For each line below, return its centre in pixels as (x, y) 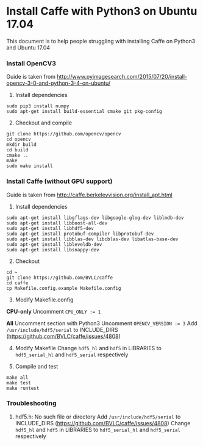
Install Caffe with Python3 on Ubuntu (102, 11)
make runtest (23, 388)
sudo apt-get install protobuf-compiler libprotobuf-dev (80, 234)
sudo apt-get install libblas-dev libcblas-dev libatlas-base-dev (92, 239)
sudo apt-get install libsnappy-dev (53, 250)
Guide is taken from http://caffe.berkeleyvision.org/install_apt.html (89, 195)
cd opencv (19, 139)
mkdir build (21, 145)
